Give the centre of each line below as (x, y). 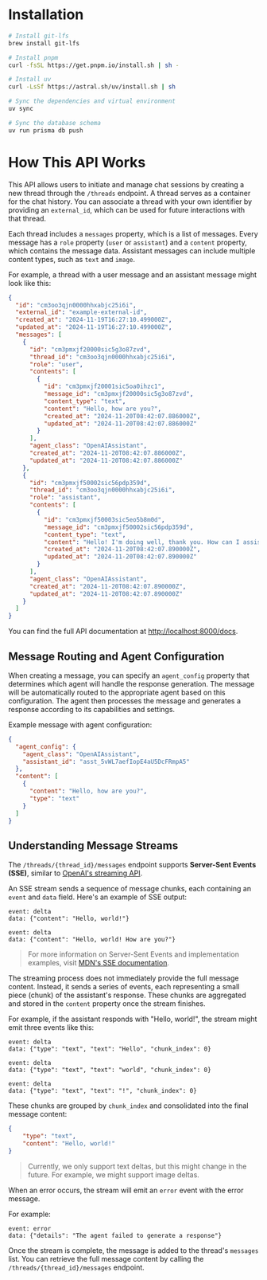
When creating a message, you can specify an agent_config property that (129, 675)
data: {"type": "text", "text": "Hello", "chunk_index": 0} (110, 1049)
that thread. (27, 218)
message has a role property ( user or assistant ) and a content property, (128, 242)
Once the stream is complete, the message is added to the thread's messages (133, 1250)
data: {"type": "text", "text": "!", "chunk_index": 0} (103, 1091)
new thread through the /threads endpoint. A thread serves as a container (130, 193)
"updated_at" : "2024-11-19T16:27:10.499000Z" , (94, 327)
